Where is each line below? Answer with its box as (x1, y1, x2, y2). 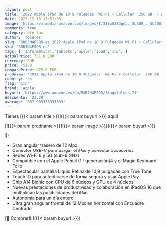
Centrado (12, 206, 32, 212)
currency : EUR (5, 58, 35, 63)
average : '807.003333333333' (5, 100, 66, 105)
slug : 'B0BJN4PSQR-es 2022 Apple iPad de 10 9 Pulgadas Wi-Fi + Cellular (5, 40, 162, 45)
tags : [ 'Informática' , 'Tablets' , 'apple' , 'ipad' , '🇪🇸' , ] (5, 49, 128, 54)
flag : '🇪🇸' (5, 81, 30, 86)
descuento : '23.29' (5, 95, 46, 100)
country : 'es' (5, 76, 35, 81)
